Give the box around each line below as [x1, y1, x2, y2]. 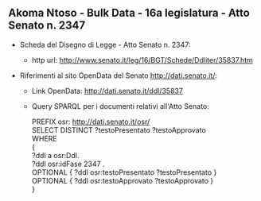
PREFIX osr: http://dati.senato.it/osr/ [31, 117, 150, 126]
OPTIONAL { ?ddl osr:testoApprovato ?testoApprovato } [31, 176, 214, 185]
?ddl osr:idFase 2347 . [31, 159, 105, 168]
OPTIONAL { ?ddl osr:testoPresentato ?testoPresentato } [31, 167, 217, 177]
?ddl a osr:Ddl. [31, 150, 80, 160]
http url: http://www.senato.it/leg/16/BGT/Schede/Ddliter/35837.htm [31, 55, 253, 64]
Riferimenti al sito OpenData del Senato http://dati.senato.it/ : [19, 71, 217, 80]
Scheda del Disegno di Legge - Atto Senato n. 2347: [19, 40, 191, 49]
